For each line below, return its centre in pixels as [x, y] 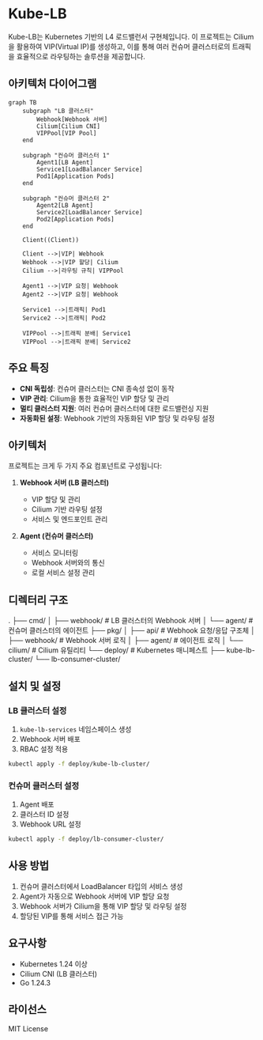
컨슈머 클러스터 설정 [44, 785]
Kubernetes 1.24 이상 [54, 964]
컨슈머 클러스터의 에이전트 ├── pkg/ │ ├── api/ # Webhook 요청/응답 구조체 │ [131, 630]
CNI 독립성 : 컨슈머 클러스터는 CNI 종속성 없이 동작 [97, 388]
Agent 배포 [37, 804]
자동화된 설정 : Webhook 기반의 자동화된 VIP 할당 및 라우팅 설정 [117, 418]
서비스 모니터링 [55, 553]
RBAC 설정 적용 [44, 749]
